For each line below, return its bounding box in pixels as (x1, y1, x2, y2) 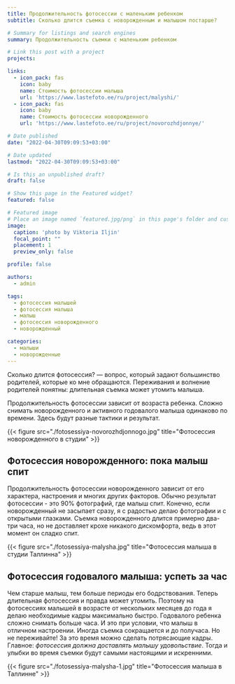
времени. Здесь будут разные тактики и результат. (7, 413, 160, 422)
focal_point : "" (13, 235, 61, 242)
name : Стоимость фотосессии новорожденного (20, 114, 149, 121)
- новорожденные (13, 351, 61, 358)
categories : (7, 338, 42, 345)
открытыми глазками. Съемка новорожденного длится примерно (7, 514, 205, 523)
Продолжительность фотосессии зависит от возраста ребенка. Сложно (7, 399, 223, 407)
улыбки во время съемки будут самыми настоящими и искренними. (7, 649, 213, 657)
